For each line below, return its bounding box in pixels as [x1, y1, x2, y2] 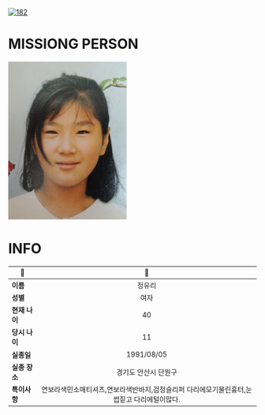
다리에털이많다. [133, 394, 181, 404]
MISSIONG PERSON [8, 36, 139, 53]
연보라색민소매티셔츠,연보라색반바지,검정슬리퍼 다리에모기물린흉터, [41, 385, 246, 394]
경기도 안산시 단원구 [116, 367, 177, 376]
